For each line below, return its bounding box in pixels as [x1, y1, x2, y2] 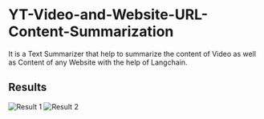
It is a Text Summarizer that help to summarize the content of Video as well [8, 49, 257, 58]
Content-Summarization [8, 22, 174, 41]
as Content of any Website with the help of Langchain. [8, 58, 188, 67]
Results [8, 81, 47, 94]
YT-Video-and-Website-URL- [8, 6, 209, 24]
